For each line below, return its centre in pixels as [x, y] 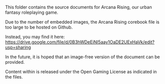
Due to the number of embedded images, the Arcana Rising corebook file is [82, 22]
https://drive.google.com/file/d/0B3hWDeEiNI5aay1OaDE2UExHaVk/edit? [80, 42]
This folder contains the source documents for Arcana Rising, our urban [79, 7]
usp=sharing [18, 47]
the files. [14, 77]
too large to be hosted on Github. [39, 27]
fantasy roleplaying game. [32, 12]
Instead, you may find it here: [35, 37]
